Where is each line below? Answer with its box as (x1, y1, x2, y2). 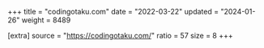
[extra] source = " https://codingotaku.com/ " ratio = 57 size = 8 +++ (7, 31, 233, 40)
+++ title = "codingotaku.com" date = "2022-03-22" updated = (7, 7, 219, 16)
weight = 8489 (21, 15, 71, 25)
